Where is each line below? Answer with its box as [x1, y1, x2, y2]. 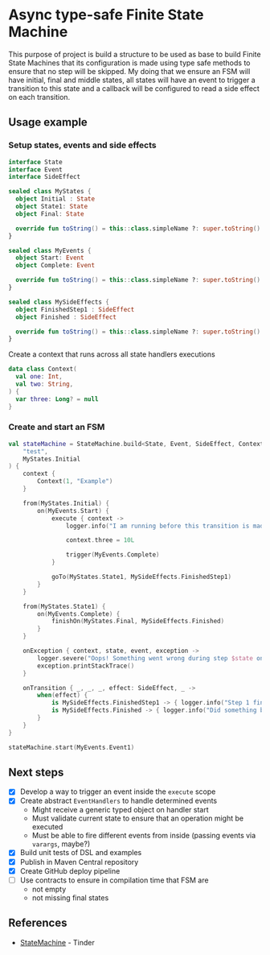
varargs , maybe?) [31, 839, 91, 849]
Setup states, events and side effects [8, 139, 157, 151]
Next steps [8, 765, 64, 779]
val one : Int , [15, 373, 63, 381]
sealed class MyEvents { [8, 246, 92, 254]
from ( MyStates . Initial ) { [22, 499, 110, 507]
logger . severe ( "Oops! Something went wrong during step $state [37, 654, 253, 662]
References [8, 916, 67, 930]
